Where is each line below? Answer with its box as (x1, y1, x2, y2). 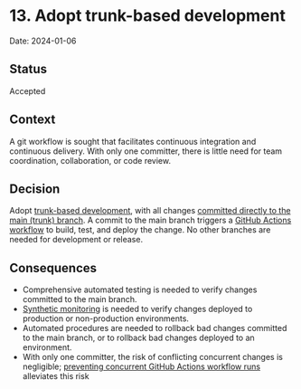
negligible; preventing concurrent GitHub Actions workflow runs (22, 361, 260, 372)
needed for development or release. (9, 234, 143, 245)
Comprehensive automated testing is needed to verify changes (22, 284, 258, 295)
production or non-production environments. (22, 313, 190, 324)
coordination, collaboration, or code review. (9, 155, 172, 166)
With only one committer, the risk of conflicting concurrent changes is (22, 352, 283, 363)
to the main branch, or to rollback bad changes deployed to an (22, 332, 255, 344)
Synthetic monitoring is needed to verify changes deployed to (22, 304, 253, 315)
